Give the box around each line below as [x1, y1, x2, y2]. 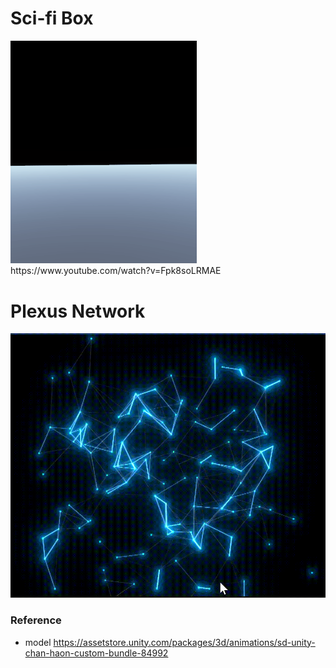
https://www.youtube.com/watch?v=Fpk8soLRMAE [10, 265, 222, 277]
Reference [10, 613, 62, 627]
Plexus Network [10, 300, 146, 322]
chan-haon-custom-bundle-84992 [24, 647, 169, 659]
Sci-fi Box [10, 7, 94, 30]
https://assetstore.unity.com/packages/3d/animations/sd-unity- [53, 636, 316, 648]
